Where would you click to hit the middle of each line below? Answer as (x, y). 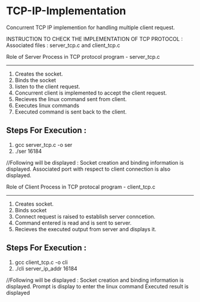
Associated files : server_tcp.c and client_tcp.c (63, 45)
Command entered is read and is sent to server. (73, 223)
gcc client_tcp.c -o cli (41, 262)
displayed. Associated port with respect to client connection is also (88, 169)
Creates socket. (34, 204)
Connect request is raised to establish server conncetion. (85, 216)
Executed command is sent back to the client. (71, 112)
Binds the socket (35, 80)
